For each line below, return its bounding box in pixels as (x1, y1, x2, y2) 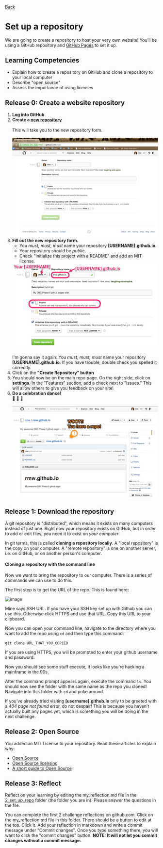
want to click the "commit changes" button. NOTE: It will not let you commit (5, 832, 158, 838)
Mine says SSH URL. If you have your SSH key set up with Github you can (5, 605, 152, 611)
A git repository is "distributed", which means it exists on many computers (5, 520, 153, 526)
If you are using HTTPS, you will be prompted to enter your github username (5, 649, 158, 655)
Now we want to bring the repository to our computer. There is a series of (5, 572, 152, 578)
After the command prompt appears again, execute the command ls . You (5, 678, 151, 684)
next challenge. (5, 713, 36, 719)
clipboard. (5, 616, 25, 621)
